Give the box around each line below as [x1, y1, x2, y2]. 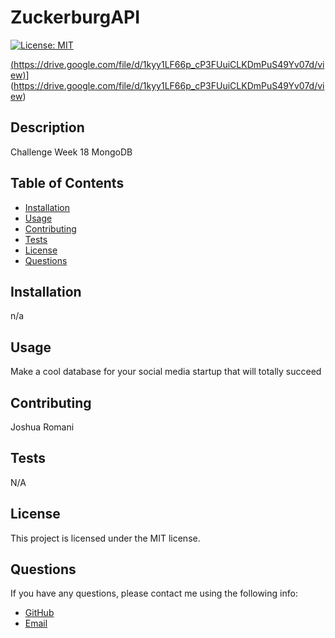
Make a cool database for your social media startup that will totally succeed [10, 366, 322, 378]
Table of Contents [10, 175, 125, 192]
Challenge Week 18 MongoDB [10, 146, 133, 158]
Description [10, 119, 85, 136]
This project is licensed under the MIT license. [10, 532, 201, 544]
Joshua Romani [10, 421, 75, 433]
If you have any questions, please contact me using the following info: [10, 587, 298, 600]
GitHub [24, 607, 55, 619]
